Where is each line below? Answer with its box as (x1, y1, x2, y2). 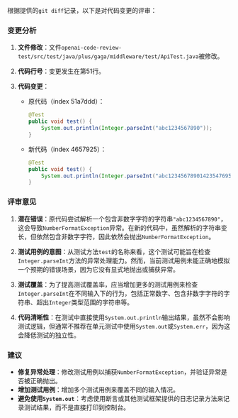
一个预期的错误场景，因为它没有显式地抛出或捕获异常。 (17, 265, 179, 273)
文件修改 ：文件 (17, 43, 62, 52)
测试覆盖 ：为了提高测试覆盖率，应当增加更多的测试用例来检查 (17, 280, 198, 289)
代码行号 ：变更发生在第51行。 (17, 67, 105, 76)
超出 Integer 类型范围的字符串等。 (36, 297, 133, 307)
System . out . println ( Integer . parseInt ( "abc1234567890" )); (41, 125, 212, 132)
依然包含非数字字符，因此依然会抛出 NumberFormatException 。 (36, 232, 215, 241)
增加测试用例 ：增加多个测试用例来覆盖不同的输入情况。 (17, 385, 179, 394)
